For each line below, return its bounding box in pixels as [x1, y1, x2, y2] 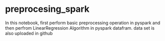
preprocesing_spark [5, 3, 90, 15]
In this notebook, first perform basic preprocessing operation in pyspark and [5, 20, 161, 26]
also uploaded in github [5, 30, 53, 36]
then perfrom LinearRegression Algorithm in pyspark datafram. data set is [5, 25, 155, 31]
